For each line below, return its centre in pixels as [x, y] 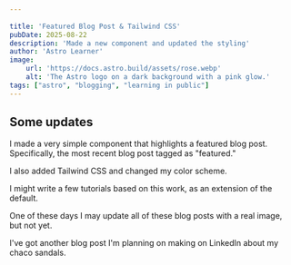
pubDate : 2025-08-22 [49, 34]
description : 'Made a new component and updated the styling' [130, 43]
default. [24, 198]
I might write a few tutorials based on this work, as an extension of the [141, 189]
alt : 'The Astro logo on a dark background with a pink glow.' [148, 77]
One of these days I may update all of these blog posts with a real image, [146, 216]
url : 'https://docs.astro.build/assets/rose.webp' [124, 69]
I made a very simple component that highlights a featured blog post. [139, 144]
